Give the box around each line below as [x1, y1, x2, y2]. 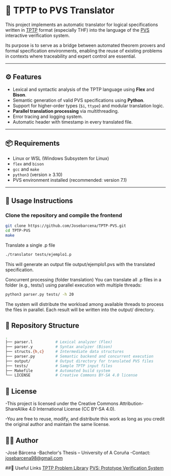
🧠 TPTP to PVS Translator [5, 5, 115, 16]
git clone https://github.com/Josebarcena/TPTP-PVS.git [5, 223, 126, 229]
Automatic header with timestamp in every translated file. [12, 118, 133, 125]
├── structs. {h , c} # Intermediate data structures [5, 349, 124, 354]
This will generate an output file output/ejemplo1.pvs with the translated [5, 261, 155, 267]
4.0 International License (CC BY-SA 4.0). [28, 406, 116, 412]
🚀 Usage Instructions [5, 196, 73, 205]
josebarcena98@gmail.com [5, 455, 63, 461]
